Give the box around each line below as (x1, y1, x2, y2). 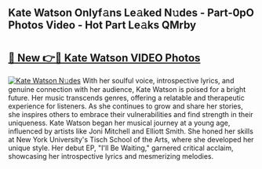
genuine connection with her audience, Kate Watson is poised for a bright (8, 85, 246, 94)
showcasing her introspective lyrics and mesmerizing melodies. (8, 152, 214, 160)
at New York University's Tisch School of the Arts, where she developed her (8, 135, 254, 144)
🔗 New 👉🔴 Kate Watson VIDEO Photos (8, 51, 201, 64)
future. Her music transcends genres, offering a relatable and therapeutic (8, 94, 245, 102)
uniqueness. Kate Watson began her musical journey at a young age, (8, 118, 231, 127)
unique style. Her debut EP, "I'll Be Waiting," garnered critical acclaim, (8, 143, 234, 152)
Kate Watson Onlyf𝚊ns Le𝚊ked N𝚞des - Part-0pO (8, 6, 255, 20)
